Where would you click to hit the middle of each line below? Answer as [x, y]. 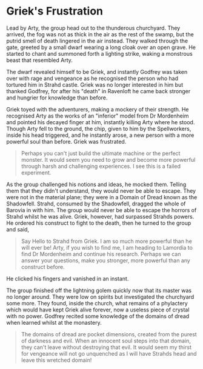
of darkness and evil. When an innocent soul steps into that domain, [106, 341]
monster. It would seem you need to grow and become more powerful [108, 159]
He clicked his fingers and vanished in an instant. [68, 278]
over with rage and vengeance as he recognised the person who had [92, 78]
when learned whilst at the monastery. [54, 322]
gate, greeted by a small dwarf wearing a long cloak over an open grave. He [101, 47]
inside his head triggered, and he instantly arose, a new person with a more [100, 135]
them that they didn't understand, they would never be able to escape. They [101, 191]
